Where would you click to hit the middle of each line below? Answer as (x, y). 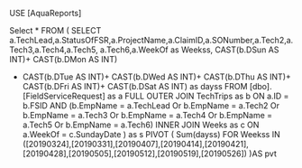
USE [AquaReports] (46, 13)
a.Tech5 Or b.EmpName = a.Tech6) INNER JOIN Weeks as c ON (141, 125)
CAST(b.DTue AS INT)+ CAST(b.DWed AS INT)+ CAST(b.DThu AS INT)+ (156, 77)
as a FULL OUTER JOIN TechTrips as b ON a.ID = (198, 96)
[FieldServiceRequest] (64, 96)
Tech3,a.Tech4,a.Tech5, (54, 50)
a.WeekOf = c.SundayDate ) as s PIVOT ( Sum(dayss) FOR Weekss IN (151, 134)
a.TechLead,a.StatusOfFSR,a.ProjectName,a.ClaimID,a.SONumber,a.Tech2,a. (151, 40)
